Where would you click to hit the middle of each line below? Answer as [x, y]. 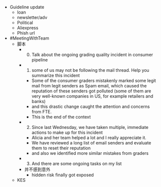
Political [25, 22]
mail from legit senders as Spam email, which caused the [89, 86]
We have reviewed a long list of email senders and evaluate [92, 143]
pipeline [40, 60]
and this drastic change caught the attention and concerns [91, 106]
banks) [39, 101]
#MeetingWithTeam [29, 38]
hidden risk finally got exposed [63, 175]
